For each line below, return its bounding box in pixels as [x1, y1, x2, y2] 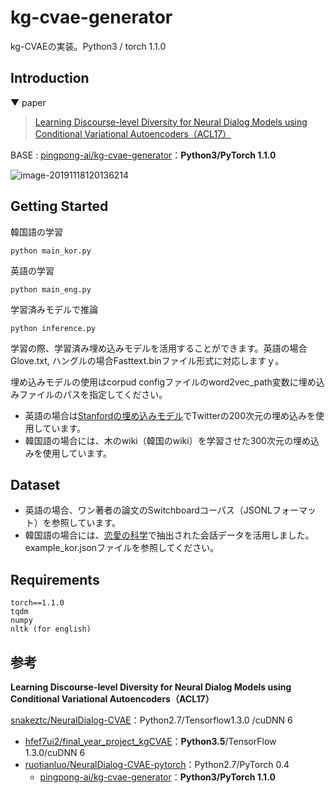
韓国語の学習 [10, 226, 63, 238]
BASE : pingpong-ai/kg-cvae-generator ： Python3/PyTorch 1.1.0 [10, 149, 277, 161]
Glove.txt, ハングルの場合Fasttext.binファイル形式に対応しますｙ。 [10, 354, 285, 366]
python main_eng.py [10, 284, 92, 295]
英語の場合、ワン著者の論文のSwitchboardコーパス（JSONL [24, 504, 273, 516]
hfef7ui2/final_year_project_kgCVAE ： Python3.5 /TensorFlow [24, 736, 277, 747]
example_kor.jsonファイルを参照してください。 [24, 542, 220, 554]
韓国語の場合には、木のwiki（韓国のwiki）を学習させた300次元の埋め [24, 434, 311, 446]
